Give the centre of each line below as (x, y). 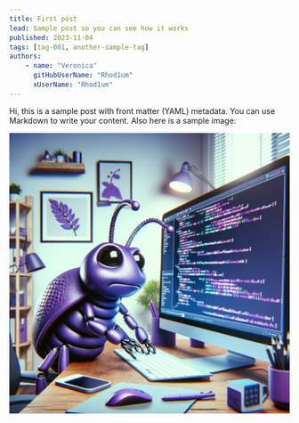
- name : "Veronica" (61, 66)
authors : (25, 57)
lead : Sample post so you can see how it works (99, 28)
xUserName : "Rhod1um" (73, 85)
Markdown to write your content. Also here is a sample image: (123, 120)
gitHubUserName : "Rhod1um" (83, 76)
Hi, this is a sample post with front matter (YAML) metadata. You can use (142, 110)
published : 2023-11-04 (51, 37)
